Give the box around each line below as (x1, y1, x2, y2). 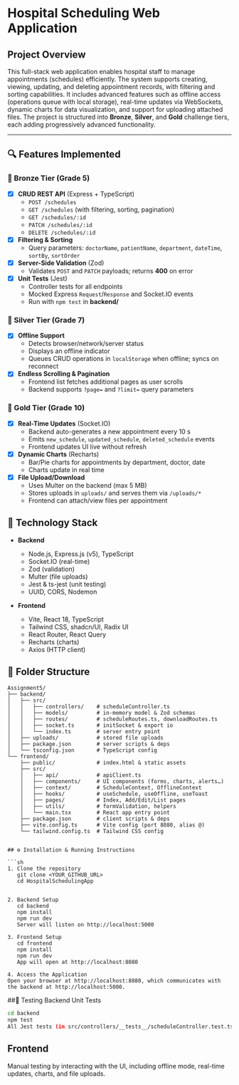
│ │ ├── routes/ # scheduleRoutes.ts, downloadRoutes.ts (7, 716, 218, 723)
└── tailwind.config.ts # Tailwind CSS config (20, 828, 164, 835)
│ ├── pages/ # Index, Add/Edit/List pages (20, 797, 186, 804)
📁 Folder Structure (7, 666, 90, 678)
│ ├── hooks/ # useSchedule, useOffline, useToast (20, 790, 208, 798)
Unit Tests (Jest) (17, 274, 68, 283)
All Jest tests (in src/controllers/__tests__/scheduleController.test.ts (7, 1023, 234, 1030)
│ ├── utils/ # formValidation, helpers (20, 803, 176, 810)
